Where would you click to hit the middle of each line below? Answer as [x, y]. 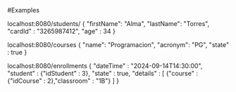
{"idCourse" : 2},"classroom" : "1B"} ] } [63, 81]
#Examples [24, 10]
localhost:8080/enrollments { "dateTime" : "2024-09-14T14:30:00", [105, 66]
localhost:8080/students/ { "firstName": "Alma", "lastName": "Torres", [108, 24]
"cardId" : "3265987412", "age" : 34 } [62, 31]
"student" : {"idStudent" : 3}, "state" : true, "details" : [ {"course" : [103, 73]
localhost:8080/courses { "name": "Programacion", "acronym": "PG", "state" [118, 45]
